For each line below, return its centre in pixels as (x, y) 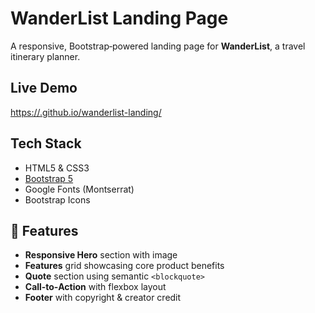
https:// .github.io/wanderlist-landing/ (86, 112)
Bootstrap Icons (57, 199)
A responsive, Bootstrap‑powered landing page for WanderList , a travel (158, 46)
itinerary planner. (45, 56)
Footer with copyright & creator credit (103, 298)
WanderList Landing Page (119, 18)
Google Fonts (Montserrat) (79, 189)
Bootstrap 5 (49, 178)
